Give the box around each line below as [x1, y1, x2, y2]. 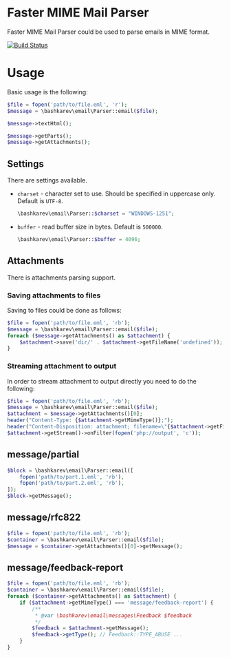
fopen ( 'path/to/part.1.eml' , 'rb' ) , [19, 473, 125, 480]
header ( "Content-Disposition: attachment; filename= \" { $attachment [7, 424, 205, 430]
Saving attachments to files [7, 291, 101, 300]
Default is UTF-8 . [16, 197, 63, 205]
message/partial [7, 449, 80, 461]
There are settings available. [7, 176, 88, 185]
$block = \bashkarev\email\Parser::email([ [7, 467, 134, 474]
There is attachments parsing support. [7, 273, 115, 282]
